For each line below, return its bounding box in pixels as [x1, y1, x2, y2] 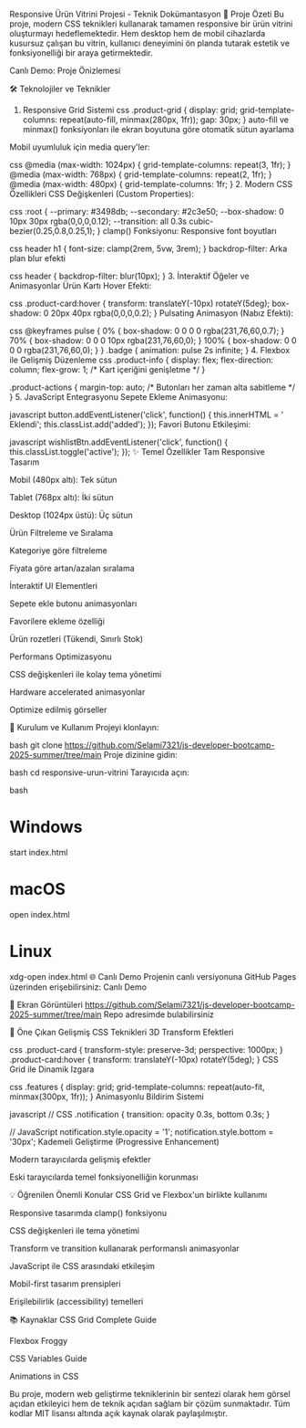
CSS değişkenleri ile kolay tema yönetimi [9, 669, 162, 679]
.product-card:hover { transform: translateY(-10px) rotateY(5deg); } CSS [9, 1054, 280, 1065]
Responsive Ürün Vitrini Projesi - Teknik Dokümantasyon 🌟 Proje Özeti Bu [9, 9, 285, 19]
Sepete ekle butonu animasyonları [9, 598, 138, 609]
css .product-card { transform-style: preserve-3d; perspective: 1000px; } [9, 1044, 284, 1055]
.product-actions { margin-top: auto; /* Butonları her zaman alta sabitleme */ [9, 382, 296, 393]
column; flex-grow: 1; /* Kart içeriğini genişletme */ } [9, 364, 206, 374]
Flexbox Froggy [9, 1335, 68, 1346]
